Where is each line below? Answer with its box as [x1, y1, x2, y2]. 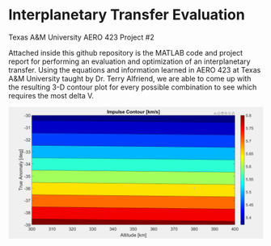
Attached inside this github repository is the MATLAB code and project [8, 48, 243, 57]
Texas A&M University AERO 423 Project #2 [8, 32, 155, 42]
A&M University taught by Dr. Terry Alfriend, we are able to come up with [8, 73, 252, 83]
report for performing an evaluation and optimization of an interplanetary [8, 56, 251, 66]
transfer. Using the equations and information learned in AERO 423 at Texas [8, 65, 261, 74]
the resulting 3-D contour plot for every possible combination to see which [8, 82, 257, 92]
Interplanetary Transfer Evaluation [8, 6, 245, 24]
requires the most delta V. [8, 90, 95, 100]
